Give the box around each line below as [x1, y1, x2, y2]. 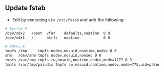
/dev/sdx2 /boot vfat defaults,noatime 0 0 [5, 31, 110, 36]
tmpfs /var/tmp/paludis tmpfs [5, 62, 67, 67]
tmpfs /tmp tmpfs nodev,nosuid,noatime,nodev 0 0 [5, 49, 117, 54]
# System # [5, 26, 27, 31]
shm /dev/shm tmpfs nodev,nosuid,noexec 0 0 [5, 53, 102, 58]
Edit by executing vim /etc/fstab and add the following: [12, 17, 125, 22]
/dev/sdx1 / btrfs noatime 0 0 [5, 35, 110, 40]
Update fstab [5, 4, 45, 12]
